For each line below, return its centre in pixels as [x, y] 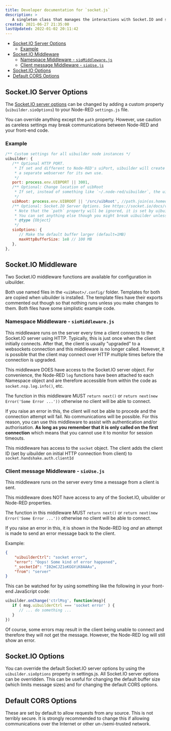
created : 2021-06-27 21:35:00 [37, 24]
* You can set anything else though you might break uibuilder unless [91, 215]
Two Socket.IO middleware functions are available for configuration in [78, 277]
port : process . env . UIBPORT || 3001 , [51, 182]
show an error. [20, 640]
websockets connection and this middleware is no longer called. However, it [85, 349]
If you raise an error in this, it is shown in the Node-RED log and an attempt [84, 528]
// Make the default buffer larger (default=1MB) [72, 235]
